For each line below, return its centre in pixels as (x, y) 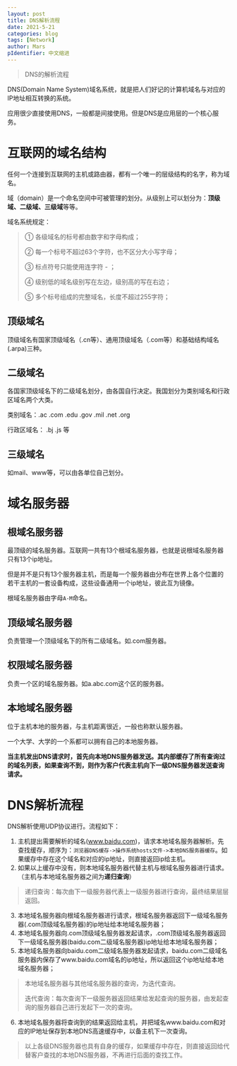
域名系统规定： (29, 221)
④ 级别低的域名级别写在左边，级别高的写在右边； (98, 282)
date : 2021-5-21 (31, 27)
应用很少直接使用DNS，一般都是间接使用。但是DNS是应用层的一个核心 (110, 113)
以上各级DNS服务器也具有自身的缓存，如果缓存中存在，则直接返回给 (124, 1046)
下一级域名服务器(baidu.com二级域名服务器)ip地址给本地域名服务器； (118, 942)
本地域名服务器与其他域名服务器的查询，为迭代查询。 (102, 983)
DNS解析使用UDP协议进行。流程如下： (64, 826)
